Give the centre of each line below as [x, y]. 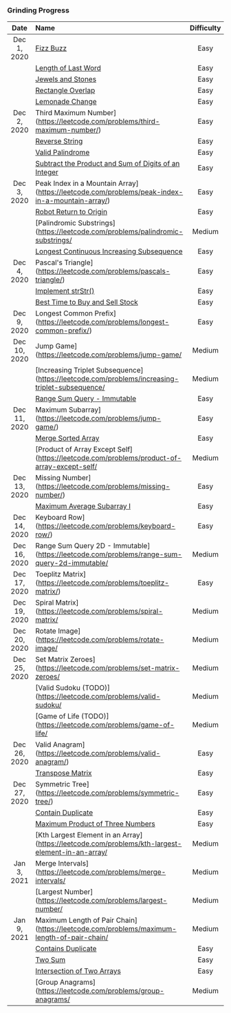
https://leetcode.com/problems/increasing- [108, 379]
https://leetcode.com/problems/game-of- [106, 725]
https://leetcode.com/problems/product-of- [110, 458]
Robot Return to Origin [71, 212]
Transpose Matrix [64, 773]
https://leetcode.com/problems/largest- [102, 901]
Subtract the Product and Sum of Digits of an [108, 164]
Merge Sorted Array [67, 438]
